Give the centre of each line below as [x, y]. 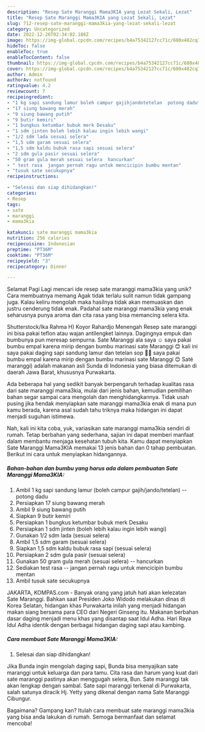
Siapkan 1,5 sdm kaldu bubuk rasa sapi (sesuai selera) [83, 548]
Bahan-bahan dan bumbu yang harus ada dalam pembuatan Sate [92, 468]
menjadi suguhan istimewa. [41, 417]
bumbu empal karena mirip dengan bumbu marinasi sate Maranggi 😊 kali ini [102, 346]
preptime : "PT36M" [30, 249]
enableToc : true [27, 52]
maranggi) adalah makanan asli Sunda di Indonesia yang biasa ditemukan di [102, 366]
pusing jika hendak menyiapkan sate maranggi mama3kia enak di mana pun [102, 404]
